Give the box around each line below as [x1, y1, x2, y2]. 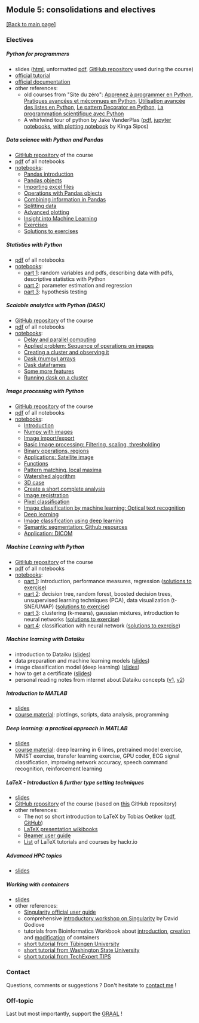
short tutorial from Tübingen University [23, 941, 120, 948]
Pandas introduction [23, 170, 74, 177]
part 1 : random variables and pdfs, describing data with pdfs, [23, 269, 174, 276]
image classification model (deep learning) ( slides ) [14, 663, 140, 670]
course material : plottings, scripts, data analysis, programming [14, 711, 169, 718]
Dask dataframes [23, 361, 66, 368]
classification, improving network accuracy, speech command [14, 759, 169, 766]
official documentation [14, 78, 71, 85]
